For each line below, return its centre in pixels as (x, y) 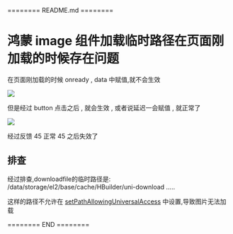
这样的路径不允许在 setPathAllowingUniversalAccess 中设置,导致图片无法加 (117, 201)
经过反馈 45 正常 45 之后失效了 (53, 136)
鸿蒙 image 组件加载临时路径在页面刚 (116, 41)
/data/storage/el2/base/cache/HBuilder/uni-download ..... (91, 187)
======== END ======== (49, 224)
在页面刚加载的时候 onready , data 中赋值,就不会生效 (84, 79)
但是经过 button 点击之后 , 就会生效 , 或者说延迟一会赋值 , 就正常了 (104, 107)
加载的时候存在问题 (63, 59)
